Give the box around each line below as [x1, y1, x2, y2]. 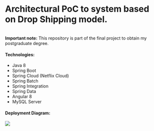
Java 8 [12, 63, 26, 68]
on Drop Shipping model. [5, 14, 108, 25]
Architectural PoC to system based [5, 3, 150, 15]
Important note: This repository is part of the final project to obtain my [5, 35, 147, 41]
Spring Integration [12, 83, 49, 89]
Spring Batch [12, 78, 38, 84]
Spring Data [12, 88, 37, 94]
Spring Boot [12, 67, 37, 74]
